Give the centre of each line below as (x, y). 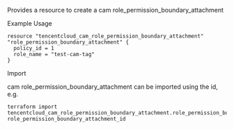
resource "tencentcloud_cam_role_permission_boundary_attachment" (106, 36)
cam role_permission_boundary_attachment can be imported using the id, (112, 87)
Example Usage (30, 23)
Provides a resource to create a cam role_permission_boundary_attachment (116, 10)
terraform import (32, 107)
